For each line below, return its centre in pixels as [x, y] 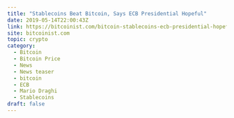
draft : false [26, 104]
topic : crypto [28, 40]
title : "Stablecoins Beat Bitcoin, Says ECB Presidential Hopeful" [107, 14]
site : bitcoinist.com [39, 33]
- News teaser [34, 71]
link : [15, 26]
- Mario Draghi [36, 91]
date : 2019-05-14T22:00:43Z [48, 20]
